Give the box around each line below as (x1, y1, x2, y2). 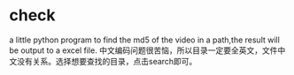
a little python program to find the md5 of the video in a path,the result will (9, 34, 281, 45)
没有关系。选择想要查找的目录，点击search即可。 (16, 56, 197, 66)
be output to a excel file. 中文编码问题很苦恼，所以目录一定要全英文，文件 (9, 45, 278, 56)
